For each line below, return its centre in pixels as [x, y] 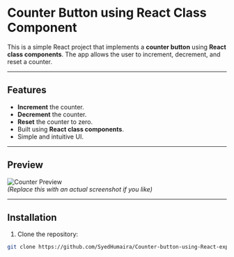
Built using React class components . [70, 129]
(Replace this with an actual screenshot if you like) [80, 189]
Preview [25, 165]
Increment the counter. [51, 107]
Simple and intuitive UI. [50, 137]
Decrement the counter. [52, 114]
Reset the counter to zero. [55, 122]
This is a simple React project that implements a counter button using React [117, 47]
